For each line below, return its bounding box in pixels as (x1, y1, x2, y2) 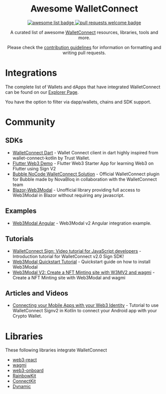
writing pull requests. (62, 50, 106, 56)
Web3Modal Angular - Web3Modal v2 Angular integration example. (12, 220, 151, 226)
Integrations (5, 67, 58, 79)
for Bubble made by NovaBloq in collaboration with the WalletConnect (12, 176, 157, 182)
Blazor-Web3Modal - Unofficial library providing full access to (12, 186, 140, 193)
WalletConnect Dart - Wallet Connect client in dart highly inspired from (12, 149, 158, 155)
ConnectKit (12, 378, 36, 384)
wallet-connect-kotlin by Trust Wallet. (12, 155, 90, 161)
